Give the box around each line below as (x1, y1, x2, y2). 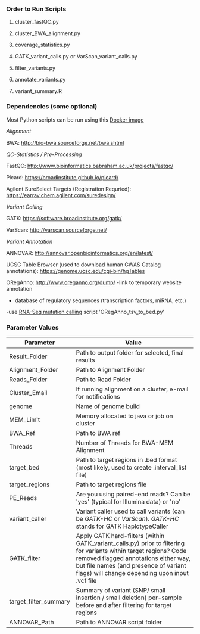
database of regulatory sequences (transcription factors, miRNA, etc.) (14, 297, 186, 304)
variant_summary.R (14, 88, 62, 95)
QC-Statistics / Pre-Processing (6, 151, 82, 158)
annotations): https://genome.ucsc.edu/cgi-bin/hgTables (6, 267, 145, 274)
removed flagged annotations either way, (76, 554, 191, 562)
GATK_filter (9, 554, 40, 562)
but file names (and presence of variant (76, 561, 186, 570)
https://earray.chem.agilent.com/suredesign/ (6, 191, 116, 198)
